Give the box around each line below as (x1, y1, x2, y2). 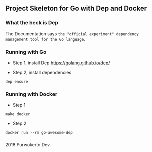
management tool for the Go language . (5, 36, 85, 42)
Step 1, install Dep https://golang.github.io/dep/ (12, 60, 110, 66)
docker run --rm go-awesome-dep (5, 130, 73, 135)
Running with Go (5, 48, 47, 55)
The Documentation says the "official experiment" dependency (5, 30, 139, 37)
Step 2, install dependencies (12, 69, 72, 75)
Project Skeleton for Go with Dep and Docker (5, 4, 147, 13)
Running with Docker (5, 90, 58, 97)
